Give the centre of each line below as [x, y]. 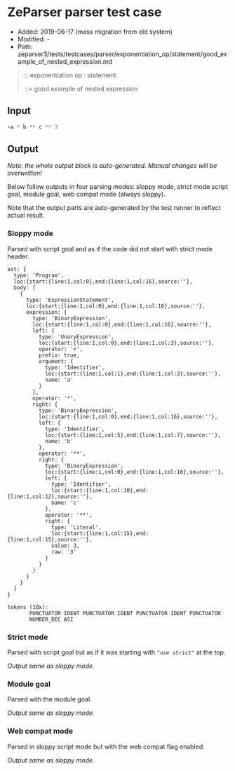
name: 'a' [59, 380]
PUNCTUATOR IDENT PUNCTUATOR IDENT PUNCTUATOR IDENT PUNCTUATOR [125, 613]
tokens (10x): [28, 607]
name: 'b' [59, 441]
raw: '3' [64, 552]
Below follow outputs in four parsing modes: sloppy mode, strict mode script [118, 187]
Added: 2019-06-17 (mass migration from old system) [95, 32]
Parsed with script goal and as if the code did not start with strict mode [110, 249]
